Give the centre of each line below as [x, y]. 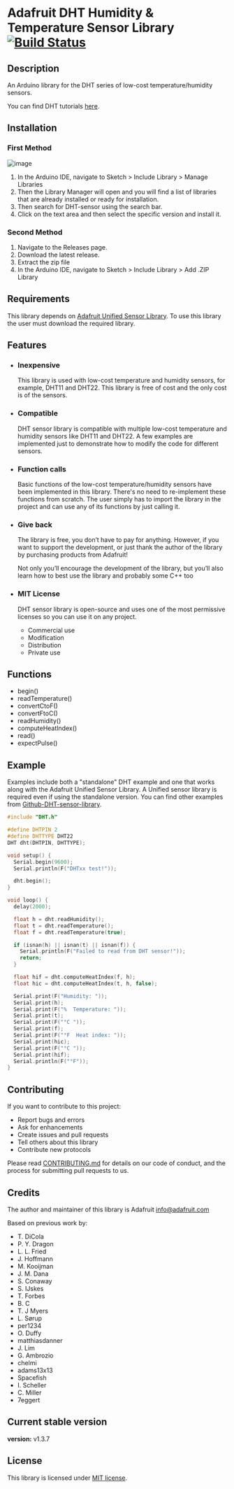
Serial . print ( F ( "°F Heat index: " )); [70, 1035]
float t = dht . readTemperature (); [64, 926]
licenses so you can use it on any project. [77, 616]
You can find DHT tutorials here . [53, 106]
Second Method [35, 232]
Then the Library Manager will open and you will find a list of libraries [117, 192]
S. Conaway [35, 1281]
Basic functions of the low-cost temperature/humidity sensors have [114, 485]
